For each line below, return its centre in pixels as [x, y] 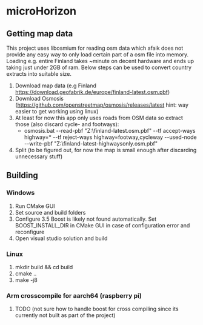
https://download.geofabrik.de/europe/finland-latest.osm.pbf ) [92, 92]
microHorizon [42, 11]
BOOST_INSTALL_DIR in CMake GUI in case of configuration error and [102, 225]
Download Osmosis [39, 99]
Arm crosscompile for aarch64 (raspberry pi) [74, 295]
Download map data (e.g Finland [56, 85]
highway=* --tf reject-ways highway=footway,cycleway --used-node [110, 137]
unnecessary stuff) [39, 156]
